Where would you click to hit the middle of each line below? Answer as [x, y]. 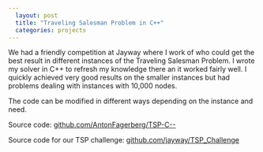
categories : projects [51, 30]
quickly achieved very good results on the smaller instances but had [119, 78]
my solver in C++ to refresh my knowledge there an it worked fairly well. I [128, 69]
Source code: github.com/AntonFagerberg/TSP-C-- [92, 125]
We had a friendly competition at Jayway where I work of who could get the [131, 53]
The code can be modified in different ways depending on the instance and [131, 101]
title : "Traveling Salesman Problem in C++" [90, 23]
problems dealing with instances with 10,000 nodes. [93, 86]
